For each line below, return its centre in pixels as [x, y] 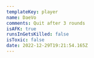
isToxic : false [25, 40]
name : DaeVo [21, 18]
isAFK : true [21, 29]
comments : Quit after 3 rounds [46, 23]
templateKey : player [32, 12]
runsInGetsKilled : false [38, 34]
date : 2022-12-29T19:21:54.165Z [47, 46]
